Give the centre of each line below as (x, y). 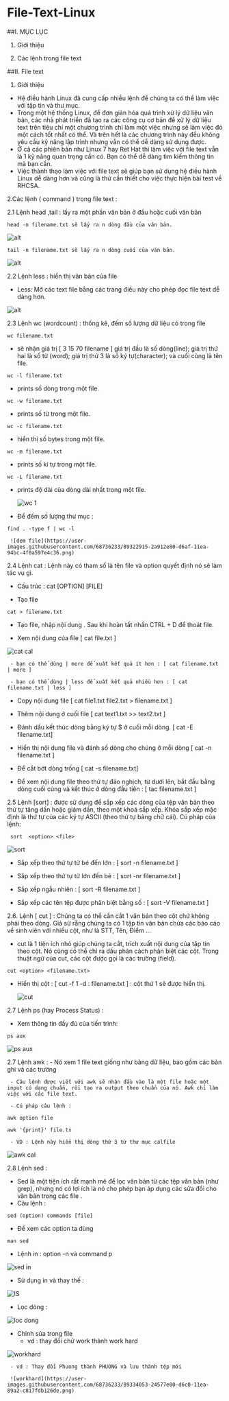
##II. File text (26, 71)
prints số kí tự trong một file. (57, 464)
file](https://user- (58, 541)
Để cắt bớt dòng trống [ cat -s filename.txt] (78, 768)
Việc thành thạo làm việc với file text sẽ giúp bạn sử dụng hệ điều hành (117, 171)
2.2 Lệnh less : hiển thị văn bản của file (62, 276)
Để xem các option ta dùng (55, 1228)
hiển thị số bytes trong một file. (61, 439)
